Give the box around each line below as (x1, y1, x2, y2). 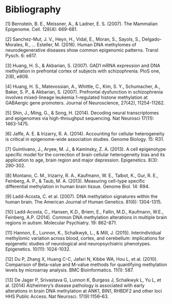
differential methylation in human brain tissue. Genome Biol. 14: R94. (5, 183, 150, 189)
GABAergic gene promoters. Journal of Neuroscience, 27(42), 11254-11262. (5, 99, 165, 106)
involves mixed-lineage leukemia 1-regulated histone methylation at (5, 94, 148, 100)
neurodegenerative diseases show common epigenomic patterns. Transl (5, 47, 159, 53)
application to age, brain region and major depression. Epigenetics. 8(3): (5, 157, 159, 163)
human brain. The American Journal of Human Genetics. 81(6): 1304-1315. (5, 199, 162, 205)
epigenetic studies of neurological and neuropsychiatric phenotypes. (5, 240, 151, 246)
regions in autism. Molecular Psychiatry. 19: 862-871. (5, 220, 117, 226)
